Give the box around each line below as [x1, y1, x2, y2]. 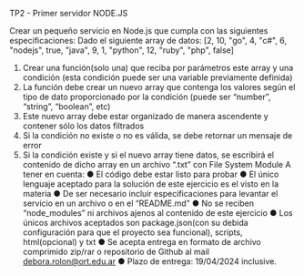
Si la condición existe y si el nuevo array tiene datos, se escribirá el [22, 149, 275, 160]
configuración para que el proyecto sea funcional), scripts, [22, 227, 243, 238]
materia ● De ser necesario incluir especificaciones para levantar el [22, 189, 279, 199]
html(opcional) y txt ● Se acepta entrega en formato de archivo [22, 237, 262, 247]
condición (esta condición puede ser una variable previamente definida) [22, 72, 293, 83]
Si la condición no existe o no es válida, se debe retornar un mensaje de [22, 130, 293, 140]
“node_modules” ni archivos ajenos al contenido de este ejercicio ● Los [22, 208, 293, 218]
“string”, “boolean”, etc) [22, 101, 111, 112]
